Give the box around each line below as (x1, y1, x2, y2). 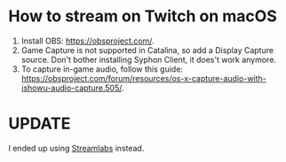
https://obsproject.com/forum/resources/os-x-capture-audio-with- (20, 73, 267, 83)
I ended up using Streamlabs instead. (8, 143, 145, 153)
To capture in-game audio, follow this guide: (20, 64, 184, 74)
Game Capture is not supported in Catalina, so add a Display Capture (20, 44, 274, 55)
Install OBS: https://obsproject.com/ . (20, 35, 155, 46)
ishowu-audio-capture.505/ (20, 82, 122, 93)
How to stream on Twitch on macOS (8, 6, 277, 27)
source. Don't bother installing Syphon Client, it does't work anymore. (20, 54, 277, 65)
